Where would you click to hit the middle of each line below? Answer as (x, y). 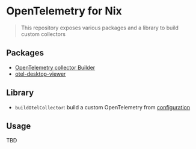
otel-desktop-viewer (40, 74)
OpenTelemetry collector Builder (55, 67)
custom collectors (43, 34)
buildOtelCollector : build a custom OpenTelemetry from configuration (103, 107)
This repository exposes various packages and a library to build (100, 28)
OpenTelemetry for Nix (64, 11)
